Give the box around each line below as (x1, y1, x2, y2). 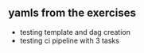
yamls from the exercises (8, 6, 137, 20)
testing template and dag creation (19, 27, 131, 36)
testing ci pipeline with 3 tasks (19, 36, 119, 45)
